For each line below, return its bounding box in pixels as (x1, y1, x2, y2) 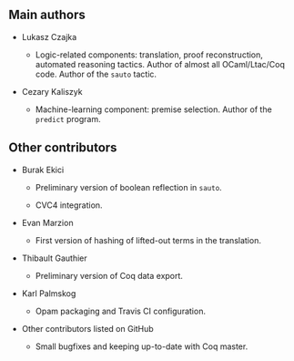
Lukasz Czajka (21, 31, 77, 42)
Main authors (8, 7, 86, 23)
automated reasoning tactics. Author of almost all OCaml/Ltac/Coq (35, 58, 286, 69)
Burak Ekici (21, 164, 65, 175)
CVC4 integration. (35, 200, 103, 211)
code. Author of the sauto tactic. (35, 68, 157, 79)
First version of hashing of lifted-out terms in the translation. (35, 234, 261, 245)
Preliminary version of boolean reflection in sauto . (35, 181, 222, 192)
